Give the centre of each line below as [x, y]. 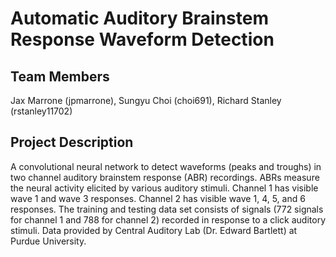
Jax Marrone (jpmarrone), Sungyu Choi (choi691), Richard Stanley [146, 100]
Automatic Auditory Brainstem [140, 18]
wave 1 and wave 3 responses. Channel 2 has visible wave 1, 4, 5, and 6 [158, 198]
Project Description [72, 142]
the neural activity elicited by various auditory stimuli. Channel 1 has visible [164, 188]
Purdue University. [48, 241]
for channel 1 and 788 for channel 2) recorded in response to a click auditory [168, 219]
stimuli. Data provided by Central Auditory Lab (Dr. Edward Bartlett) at [154, 230]
